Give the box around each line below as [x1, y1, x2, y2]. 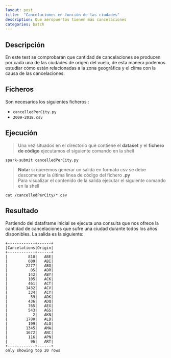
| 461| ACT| [5, 281, 54, 286]
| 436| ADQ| [5, 299, 54, 304]
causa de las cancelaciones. [5, 70, 65, 76]
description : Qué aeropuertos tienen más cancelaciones [5, 17, 127, 22]
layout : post [5, 7, 33, 13]
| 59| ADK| [5, 294, 54, 299]
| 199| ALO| [5, 321, 54, 326]
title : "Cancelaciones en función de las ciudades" [5, 12, 120, 17]
